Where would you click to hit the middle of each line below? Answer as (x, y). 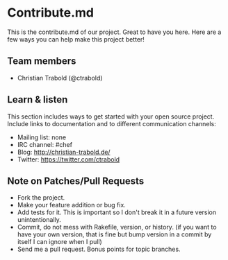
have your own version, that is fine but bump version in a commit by (114, 234)
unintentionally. (39, 220)
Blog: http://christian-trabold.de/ (64, 152)
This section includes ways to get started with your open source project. (111, 116)
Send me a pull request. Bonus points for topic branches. (99, 249)
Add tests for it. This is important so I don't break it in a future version (117, 212)
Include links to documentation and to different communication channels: (112, 123)
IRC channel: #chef (45, 144)
